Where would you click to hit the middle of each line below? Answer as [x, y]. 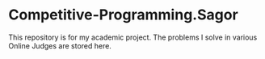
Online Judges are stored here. [60, 45]
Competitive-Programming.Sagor [123, 15]
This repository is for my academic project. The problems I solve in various [133, 37]
